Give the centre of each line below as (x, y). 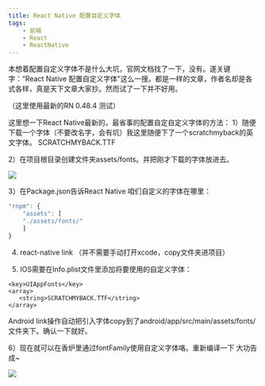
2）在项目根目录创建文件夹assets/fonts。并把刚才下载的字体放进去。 (121, 159)
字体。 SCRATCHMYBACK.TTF (65, 142)
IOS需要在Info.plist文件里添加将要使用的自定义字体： (106, 269)
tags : (17, 23)
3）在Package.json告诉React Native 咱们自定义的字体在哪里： (110, 191)
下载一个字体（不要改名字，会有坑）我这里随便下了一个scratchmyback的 (127, 133)
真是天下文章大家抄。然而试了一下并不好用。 (109, 89)
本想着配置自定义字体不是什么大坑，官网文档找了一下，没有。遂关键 (119, 69)
